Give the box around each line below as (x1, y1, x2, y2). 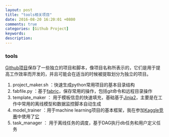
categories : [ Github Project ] (5, 26, 69, 31)
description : (5, 36, 33, 41)
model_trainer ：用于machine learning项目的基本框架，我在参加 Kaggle (12, 107, 159, 113)
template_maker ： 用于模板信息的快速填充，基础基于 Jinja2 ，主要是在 (12, 94, 158, 100)
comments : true (5, 21, 37, 27)
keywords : (5, 31, 26, 36)
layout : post (5, 7, 33, 13)
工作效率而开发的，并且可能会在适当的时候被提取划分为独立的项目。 (9, 71, 151, 77)
